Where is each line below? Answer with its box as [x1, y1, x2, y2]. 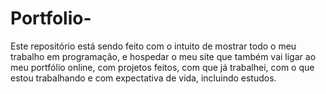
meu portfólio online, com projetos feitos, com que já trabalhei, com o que [10, 61, 315, 73]
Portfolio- [10, 7, 92, 30]
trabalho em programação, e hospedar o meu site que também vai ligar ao [10, 50, 317, 62]
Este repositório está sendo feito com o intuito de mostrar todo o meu [10, 40, 297, 52]
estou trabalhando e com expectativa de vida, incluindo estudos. [10, 72, 277, 84]
